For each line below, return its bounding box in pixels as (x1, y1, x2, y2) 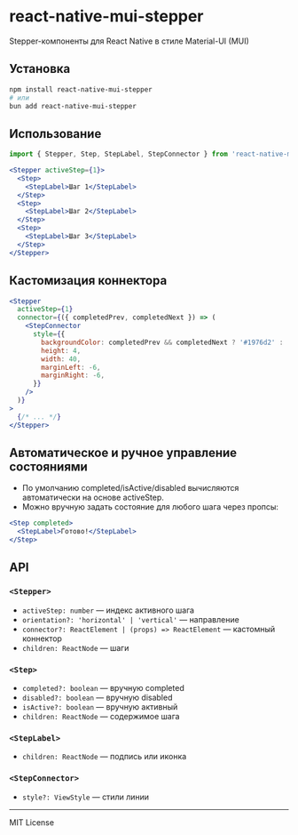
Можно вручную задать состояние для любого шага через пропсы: (21, 502, 279, 512)
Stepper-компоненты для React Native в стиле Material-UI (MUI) (9, 36, 250, 46)
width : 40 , (41, 354, 82, 364)
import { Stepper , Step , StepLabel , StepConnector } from (9, 149, 228, 159)
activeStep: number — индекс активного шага (21, 605, 195, 615)
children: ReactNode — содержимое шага (21, 711, 180, 721)
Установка (9, 61, 71, 76)
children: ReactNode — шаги (21, 642, 129, 653)
